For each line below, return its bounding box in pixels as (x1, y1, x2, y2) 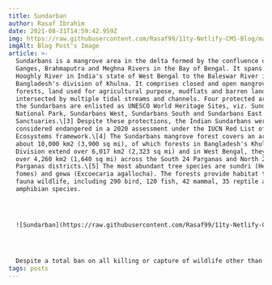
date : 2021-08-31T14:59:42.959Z (8, 27, 117, 35)
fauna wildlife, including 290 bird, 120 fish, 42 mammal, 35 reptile (15, 177, 259, 186)
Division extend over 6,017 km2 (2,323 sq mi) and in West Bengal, (15, 147, 249, 155)
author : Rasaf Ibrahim (8, 19, 85, 28)
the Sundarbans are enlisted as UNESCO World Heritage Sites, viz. (15, 102, 249, 110)
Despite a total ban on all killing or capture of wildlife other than (15, 257, 263, 265)
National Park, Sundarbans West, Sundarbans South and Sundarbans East (15, 110, 263, 118)
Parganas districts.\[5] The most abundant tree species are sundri (15, 163, 252, 171)
